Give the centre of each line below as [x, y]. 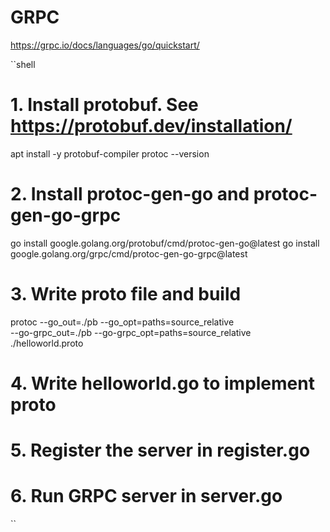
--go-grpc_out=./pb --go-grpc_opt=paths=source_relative [131, 332]
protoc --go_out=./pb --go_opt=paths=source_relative [122, 322]
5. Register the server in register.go [160, 450]
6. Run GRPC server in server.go [146, 496]
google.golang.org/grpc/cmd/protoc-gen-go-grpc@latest [129, 253]
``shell [23, 64]
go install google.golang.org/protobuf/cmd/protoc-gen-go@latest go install [165, 243]
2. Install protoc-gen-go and [130, 194]
